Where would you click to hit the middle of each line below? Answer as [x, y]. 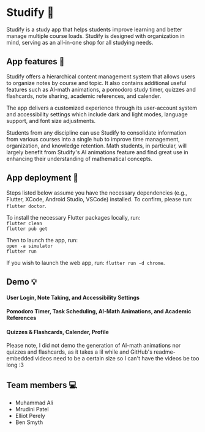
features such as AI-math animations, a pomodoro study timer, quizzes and [101, 89]
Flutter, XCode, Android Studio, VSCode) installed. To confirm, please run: [99, 199]
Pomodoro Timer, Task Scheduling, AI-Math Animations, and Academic [99, 311]
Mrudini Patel [32, 409]
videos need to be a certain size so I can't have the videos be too [117, 359]
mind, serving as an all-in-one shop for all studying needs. [80, 42]
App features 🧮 [35, 61]
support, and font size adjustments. [51, 121]
